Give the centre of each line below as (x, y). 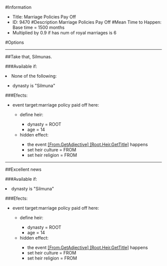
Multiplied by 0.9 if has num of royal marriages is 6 (64, 33)
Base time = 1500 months (38, 27)
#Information (18, 7)
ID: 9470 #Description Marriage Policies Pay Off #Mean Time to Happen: (87, 22)
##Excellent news (23, 169)
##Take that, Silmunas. (29, 57)
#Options (15, 42)
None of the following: (34, 76)
